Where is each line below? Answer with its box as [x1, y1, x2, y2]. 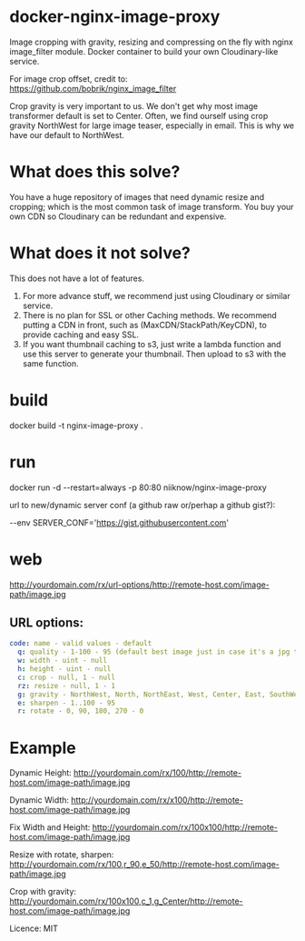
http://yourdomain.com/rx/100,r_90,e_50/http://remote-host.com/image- [9, 859, 280, 870]
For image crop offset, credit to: [9, 73, 129, 84]
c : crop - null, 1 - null [17, 673, 116, 682]
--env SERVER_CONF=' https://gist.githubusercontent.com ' [9, 516, 230, 528]
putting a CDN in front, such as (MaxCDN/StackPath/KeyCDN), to [22, 319, 268, 330]
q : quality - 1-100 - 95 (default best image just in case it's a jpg [17, 647, 290, 656]
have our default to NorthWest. [9, 129, 125, 140]
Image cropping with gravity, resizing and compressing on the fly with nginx [9, 36, 293, 47]
